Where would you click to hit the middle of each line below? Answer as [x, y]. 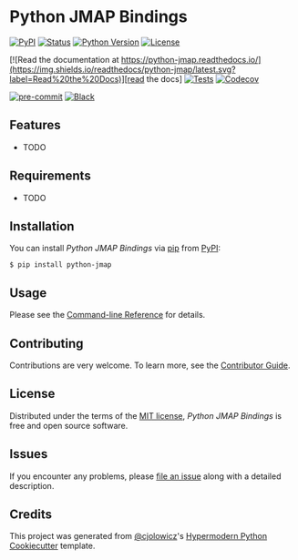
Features [35, 125]
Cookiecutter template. [52, 546]
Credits [31, 515]
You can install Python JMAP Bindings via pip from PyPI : [115, 249]
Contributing [46, 343]
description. [32, 485]
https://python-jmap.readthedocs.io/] [191, 59]
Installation [42, 226]
